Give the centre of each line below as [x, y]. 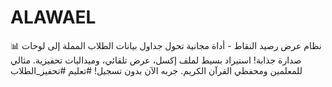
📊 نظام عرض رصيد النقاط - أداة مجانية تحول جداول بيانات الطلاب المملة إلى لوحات [166, 45]
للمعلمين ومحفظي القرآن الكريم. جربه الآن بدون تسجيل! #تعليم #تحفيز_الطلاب [156, 70]
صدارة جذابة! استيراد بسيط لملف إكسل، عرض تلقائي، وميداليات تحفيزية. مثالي [156, 60]
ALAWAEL [53, 17]
